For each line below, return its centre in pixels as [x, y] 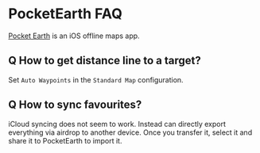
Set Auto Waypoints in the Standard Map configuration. [96, 79]
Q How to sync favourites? [75, 105]
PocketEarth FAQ [66, 14]
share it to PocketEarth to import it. [65, 140]
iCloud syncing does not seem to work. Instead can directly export [117, 124]
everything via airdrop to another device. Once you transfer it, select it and [130, 132]
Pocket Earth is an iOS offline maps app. [74, 36]
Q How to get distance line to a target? [105, 61]
